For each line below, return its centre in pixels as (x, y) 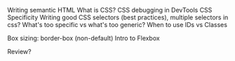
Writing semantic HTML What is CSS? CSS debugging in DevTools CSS (110, 10)
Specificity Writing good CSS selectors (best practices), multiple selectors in (118, 17)
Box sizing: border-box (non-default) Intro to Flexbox (83, 38)
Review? (19, 52)
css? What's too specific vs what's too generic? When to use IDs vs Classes (117, 25)
